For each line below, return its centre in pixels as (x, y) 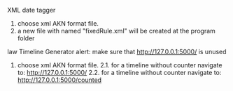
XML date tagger (31, 10)
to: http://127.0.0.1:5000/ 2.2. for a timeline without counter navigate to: (119, 73)
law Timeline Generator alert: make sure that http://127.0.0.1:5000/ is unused (117, 52)
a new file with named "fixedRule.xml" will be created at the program (116, 31)
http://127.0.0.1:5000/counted (59, 80)
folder (26, 38)
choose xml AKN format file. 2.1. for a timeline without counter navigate (120, 65)
